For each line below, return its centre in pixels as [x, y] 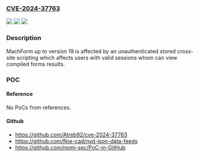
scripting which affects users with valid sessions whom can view [97, 57]
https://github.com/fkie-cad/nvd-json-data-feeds [76, 141]
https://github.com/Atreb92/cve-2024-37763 [71, 135]
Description [24, 38]
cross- [185, 51]
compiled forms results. [36, 64]
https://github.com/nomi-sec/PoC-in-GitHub [70, 147]
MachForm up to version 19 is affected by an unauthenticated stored [91, 51]
